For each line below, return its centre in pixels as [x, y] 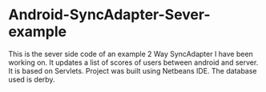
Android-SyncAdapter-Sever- [109, 15]
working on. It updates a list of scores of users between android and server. [133, 62]
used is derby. [32, 79]
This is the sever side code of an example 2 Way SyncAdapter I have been [131, 54]
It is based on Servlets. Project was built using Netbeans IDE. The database [133, 70]
